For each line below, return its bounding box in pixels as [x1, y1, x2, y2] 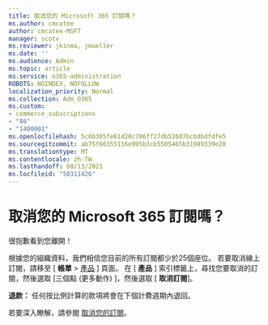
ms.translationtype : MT [8, 148, 89, 156]
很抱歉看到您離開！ [8, 236, 73, 246]
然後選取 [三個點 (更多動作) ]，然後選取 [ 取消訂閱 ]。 [22, 273, 198, 283]
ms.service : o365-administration [8, 72, 121, 80]
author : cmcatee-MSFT [8, 27, 82, 35]
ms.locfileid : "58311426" [8, 170, 96, 178]
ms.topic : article [8, 65, 70, 73]
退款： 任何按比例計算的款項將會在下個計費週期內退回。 [8, 290, 195, 300]
